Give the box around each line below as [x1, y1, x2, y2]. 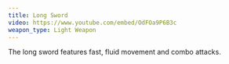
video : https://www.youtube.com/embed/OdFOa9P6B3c [8, 19, 177, 27]
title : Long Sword [8, 11, 68, 20]
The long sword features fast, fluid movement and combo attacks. [8, 48, 221, 57]
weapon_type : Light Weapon [8, 26, 96, 34]
